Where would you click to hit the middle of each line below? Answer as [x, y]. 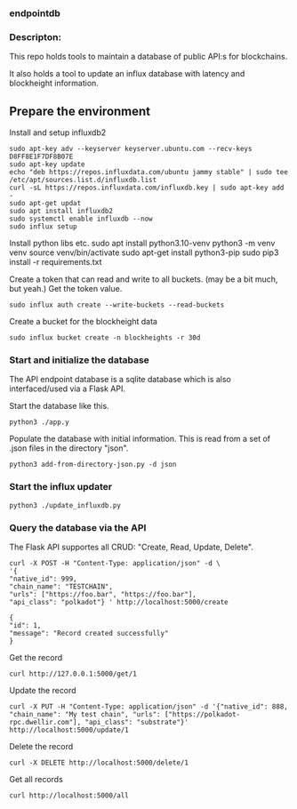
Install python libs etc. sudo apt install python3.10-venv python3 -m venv [142, 244]
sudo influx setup [43, 227]
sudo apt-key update [48, 164]
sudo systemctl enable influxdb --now [81, 219]
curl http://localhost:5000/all [69, 795]
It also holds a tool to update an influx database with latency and [127, 74]
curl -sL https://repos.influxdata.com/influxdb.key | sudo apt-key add [147, 188]
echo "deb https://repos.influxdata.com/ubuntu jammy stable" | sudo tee [149, 172]
